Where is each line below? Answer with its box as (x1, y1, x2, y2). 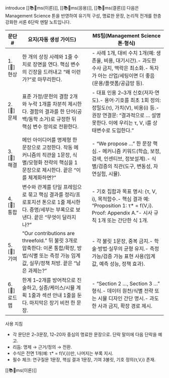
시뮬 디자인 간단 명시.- (98, 295, 148, 301)
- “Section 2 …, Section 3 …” (92, 280, 160, 287)
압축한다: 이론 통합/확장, (22, 245, 76, 251)
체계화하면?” (28, 174, 56, 181)
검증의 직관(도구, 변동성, (98, 163, 152, 170)
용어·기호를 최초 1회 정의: (104, 97, 161, 104)
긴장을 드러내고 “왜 (28, 68, 70, 75)
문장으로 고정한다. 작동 (22, 144, 73, 150)
